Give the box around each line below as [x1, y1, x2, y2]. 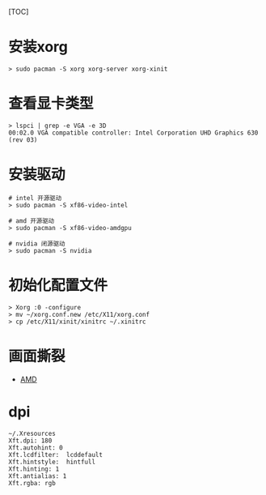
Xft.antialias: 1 [8, 472, 67, 480]
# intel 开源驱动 [8, 194, 62, 202]
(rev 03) [8, 135, 38, 144]
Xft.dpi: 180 [8, 437, 53, 445]
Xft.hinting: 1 [8, 465, 60, 473]
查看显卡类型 [8, 95, 95, 113]
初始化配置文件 [8, 276, 108, 294]
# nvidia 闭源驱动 [8, 239, 65, 248]
